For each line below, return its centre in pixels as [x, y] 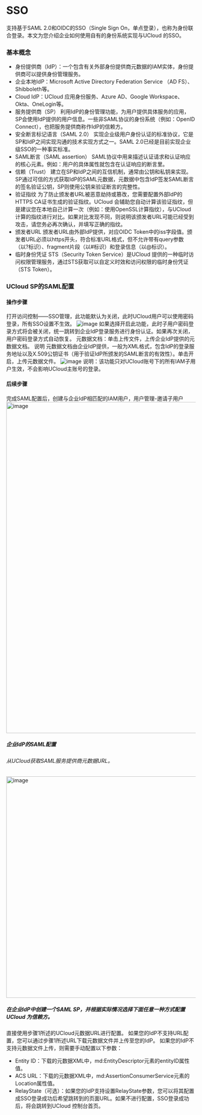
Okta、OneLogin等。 [41, 104]
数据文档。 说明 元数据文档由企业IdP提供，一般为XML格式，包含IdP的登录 [98, 347]
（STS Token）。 [35, 269]
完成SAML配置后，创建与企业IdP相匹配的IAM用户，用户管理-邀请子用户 [95, 398]
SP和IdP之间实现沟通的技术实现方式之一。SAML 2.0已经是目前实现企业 [103, 142]
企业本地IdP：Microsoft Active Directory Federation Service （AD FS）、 [104, 82]
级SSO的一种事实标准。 [44, 149]
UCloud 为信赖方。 [29, 1016]
